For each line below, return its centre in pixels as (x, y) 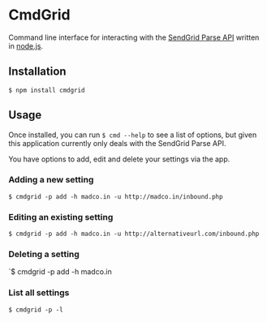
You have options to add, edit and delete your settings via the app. (119, 159)
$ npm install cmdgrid (47, 90)
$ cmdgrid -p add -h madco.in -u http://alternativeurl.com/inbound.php (134, 234)
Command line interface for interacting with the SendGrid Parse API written (134, 37)
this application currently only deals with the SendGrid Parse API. (117, 143)
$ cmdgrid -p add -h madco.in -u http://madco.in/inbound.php (116, 196)
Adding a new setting (51, 180)
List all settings (39, 293)
